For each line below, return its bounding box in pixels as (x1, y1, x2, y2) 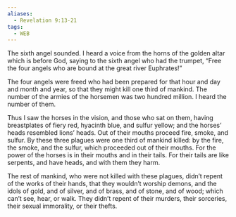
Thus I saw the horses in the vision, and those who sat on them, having (7, 114, 213, 122)
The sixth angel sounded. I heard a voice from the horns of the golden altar (7, 49, 225, 58)
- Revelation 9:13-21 (13, 17, 77, 24)
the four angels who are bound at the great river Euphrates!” (7, 64, 182, 72)
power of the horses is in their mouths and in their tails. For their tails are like (7, 151, 230, 159)
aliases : (7, 10, 33, 18)
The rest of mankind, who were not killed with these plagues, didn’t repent (7, 172, 223, 180)
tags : (7, 23, 23, 30)
